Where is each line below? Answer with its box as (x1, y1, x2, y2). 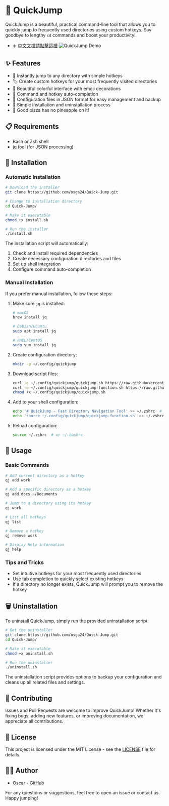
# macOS (12, 310, 29, 315)
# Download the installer (5, 185, 60, 190)
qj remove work (5, 533, 37, 538)
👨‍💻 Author (5, 767, 38, 775)
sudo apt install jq (12, 329, 56, 334)
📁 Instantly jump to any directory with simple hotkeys (12, 72, 123, 78)
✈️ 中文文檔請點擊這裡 (12, 43, 58, 49)
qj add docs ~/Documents (5, 492, 58, 497)
